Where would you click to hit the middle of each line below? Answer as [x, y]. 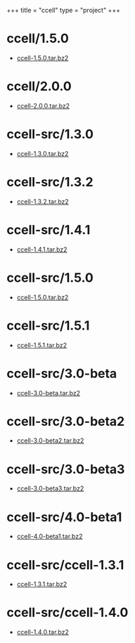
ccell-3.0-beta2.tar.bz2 [50, 441]
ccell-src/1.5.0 [50, 278]
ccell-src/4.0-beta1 [64, 517]
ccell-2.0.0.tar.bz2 [43, 105]
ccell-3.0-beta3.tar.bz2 [50, 488]
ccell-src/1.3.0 [50, 135]
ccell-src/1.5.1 [48, 325]
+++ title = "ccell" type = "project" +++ [64, 10]
